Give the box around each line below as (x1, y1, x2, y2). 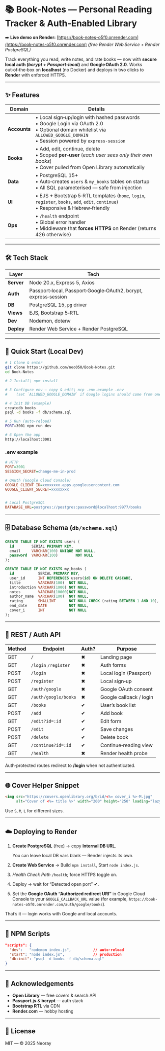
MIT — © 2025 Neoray (5, 1040, 52, 1046)
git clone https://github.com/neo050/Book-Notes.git (5, 365, 115, 370)
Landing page (100, 653, 133, 660)
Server (7, 279, 24, 286)
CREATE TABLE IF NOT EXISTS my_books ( (5, 567, 87, 572)
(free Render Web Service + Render (87, 41, 160, 47)
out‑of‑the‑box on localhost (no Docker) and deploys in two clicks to (5, 67, 144, 72)
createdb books (5, 405, 36, 410)
